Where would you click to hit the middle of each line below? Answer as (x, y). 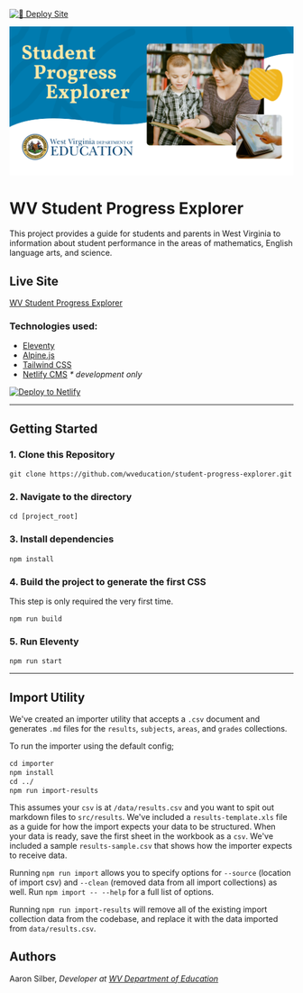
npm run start (36, 661)
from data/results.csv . (53, 929)
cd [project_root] (44, 517)
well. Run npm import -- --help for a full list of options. (112, 892)
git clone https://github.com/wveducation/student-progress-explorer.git (151, 474)
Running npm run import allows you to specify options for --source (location (150, 873)
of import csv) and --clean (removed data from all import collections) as (143, 882)
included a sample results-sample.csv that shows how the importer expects (151, 846)
